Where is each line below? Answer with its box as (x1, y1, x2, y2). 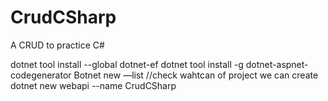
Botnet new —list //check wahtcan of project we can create (73, 69, 319, 81)
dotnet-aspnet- (245, 58, 309, 70)
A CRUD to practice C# (10, 39, 105, 51)
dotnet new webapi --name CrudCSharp (10, 79, 177, 91)
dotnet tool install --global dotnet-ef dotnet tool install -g (10, 58, 244, 70)
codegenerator (10, 69, 72, 81)
